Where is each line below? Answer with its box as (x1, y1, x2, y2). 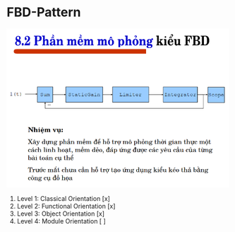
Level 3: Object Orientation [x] (16, 209, 105, 218)
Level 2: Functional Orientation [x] (16, 202, 116, 211)
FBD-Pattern (6, 4, 81, 21)
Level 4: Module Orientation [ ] (16, 217, 107, 226)
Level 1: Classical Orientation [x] (16, 195, 111, 203)
